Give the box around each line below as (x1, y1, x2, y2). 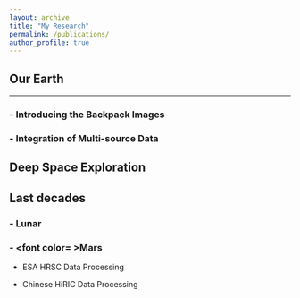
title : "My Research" (9, 21, 90, 30)
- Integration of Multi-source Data (9, 132, 159, 144)
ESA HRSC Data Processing (21, 261, 125, 272)
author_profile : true (9, 38, 90, 47)
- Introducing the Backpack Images (9, 108, 165, 121)
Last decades (9, 190, 87, 206)
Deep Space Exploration (9, 160, 146, 175)
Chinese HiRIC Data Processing (21, 278, 138, 289)
